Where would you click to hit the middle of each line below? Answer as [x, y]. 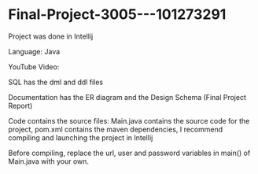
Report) [20, 106]
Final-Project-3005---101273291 [117, 15]
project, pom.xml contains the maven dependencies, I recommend [116, 129]
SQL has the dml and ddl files [56, 82]
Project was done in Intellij [51, 36]
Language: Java [34, 51]
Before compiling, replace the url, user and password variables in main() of [129, 153]
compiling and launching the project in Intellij [81, 137]
